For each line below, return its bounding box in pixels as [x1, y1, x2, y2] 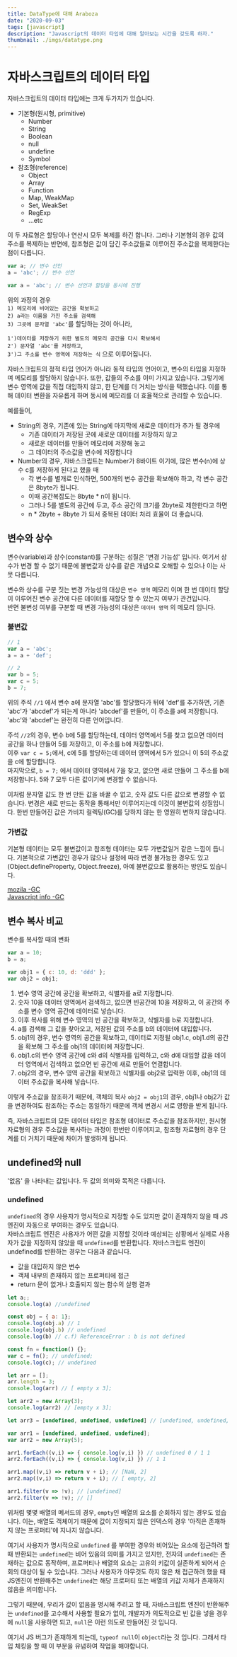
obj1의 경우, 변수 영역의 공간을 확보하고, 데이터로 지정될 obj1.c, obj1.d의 [17, 1033, 216, 1041]
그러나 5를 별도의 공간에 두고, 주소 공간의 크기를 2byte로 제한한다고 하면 [28, 500, 228, 509]
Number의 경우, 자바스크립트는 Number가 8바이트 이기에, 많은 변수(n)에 [17, 456, 219, 465]
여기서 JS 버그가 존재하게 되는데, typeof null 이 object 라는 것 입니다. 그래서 [7, 1632, 219, 1641]
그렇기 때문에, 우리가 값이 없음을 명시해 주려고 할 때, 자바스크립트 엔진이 [7, 1600, 205, 1608]
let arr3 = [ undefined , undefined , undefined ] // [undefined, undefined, [7, 1416, 230, 1424]
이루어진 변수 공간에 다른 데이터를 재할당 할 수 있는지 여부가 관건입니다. [14, 594, 211, 602]
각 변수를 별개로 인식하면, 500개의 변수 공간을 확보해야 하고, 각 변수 [28, 474, 215, 483]
